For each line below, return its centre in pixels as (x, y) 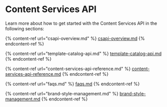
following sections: (25, 28)
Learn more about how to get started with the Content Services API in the (81, 23)
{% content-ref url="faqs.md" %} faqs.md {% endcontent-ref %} (72, 84)
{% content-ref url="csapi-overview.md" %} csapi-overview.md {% (75, 38)
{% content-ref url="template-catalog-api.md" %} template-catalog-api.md (83, 54)
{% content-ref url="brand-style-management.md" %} (62, 93)
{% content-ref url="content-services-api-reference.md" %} (68, 69)
